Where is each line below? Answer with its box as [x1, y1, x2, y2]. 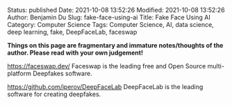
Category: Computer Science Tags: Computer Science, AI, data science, [7, 21, 214, 28]
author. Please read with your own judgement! [7, 48, 144, 57]
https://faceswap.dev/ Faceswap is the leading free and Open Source [7, 62, 206, 70]
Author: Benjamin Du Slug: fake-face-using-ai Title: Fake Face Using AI [7, 13, 210, 21]
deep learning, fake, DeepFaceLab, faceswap [7, 28, 138, 36]
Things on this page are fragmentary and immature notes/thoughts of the [7, 41, 224, 49]
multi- [207, 62, 224, 70]
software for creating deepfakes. [7, 90, 101, 98]
